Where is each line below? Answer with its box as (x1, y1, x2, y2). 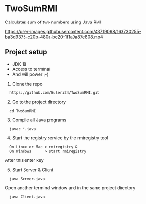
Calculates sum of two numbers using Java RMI (5, 19, 101, 25)
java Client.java (9, 194, 45, 199)
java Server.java (9, 176, 45, 181)
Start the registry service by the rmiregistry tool (12, 135, 109, 141)
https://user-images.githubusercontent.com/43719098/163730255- (5, 28, 141, 34)
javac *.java (9, 126, 36, 131)
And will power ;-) (12, 71, 49, 77)
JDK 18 (12, 61, 27, 67)
